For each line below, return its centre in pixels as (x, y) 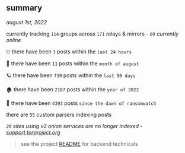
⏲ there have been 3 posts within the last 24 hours (69, 52)
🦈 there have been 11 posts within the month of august (73, 63)
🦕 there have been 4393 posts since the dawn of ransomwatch (81, 103)
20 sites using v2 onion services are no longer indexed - (74, 126)
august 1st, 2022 (27, 22)
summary (24, 8)
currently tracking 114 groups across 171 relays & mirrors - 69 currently (92, 34)
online (14, 40)
